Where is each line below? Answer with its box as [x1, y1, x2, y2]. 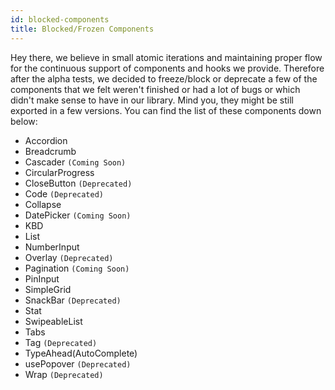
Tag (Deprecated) [24, 336, 98, 348]
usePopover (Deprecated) [24, 357, 132, 370]
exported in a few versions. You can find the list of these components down [10, 104, 322, 116]
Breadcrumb [24, 145, 77, 157]
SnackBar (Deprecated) [24, 294, 122, 306]
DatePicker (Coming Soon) [24, 209, 132, 221]
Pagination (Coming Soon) [24, 262, 130, 274]
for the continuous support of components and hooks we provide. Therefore [10, 62, 325, 74]
